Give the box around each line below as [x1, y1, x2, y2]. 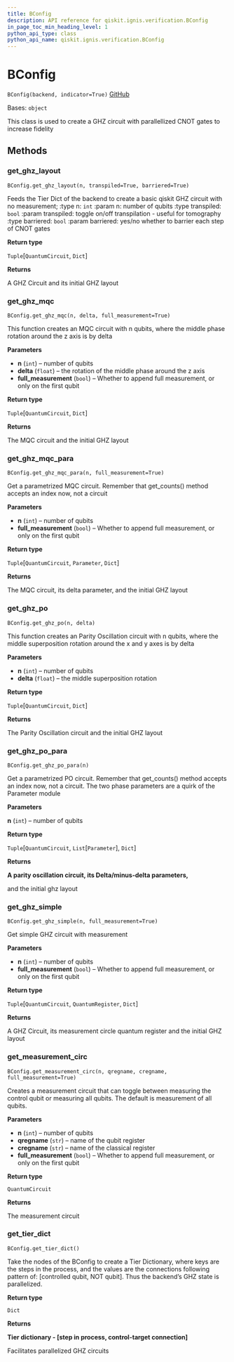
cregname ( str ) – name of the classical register [17, 1143, 156, 1152]
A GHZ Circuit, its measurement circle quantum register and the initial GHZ [7, 1027, 222, 1035]
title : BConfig [7, 10, 52, 18]
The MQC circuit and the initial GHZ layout [7, 436, 129, 445]
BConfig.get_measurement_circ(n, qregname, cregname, [7, 1068, 168, 1075]
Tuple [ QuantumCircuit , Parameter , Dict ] [7, 559, 120, 567]
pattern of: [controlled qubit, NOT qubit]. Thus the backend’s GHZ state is [7, 1272, 219, 1280]
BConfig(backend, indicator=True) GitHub [7, 90, 130, 98]
